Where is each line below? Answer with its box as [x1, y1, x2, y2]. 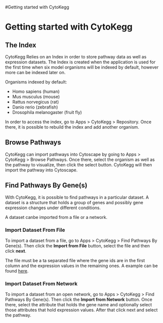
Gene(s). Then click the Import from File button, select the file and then [5, 242, 150, 248]
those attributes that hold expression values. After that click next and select [5, 307, 158, 313]
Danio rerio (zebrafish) [12, 104, 58, 110]
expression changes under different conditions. [5, 205, 101, 211]
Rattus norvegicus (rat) [12, 99, 59, 105]
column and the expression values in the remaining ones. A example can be [5, 263, 158, 269]
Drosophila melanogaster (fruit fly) [12, 109, 82, 115]
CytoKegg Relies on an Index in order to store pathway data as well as [5, 54, 147, 59]
